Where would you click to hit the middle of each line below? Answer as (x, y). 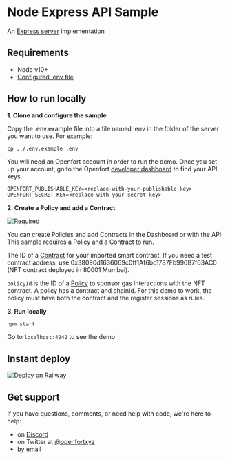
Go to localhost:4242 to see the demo (61, 337)
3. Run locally (27, 311)
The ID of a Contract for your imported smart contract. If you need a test (109, 255)
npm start (21, 324)
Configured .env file (45, 77)
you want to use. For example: (50, 136)
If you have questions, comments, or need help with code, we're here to (109, 414)
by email (29, 449)
